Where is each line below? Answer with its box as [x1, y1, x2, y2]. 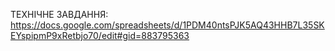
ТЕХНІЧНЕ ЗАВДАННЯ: [10, 9, 109, 20]
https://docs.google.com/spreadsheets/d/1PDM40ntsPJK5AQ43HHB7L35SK [10, 19, 325, 31]
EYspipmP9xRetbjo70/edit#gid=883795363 [10, 30, 190, 41]
